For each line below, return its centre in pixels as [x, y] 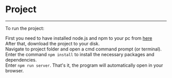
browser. [15, 70]
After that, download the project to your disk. [52, 43]
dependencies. [21, 60]
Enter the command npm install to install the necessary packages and [80, 54]
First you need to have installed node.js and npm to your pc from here [79, 38]
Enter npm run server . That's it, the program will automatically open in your [84, 65]
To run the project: [25, 28]
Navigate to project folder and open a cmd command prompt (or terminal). [84, 49]
